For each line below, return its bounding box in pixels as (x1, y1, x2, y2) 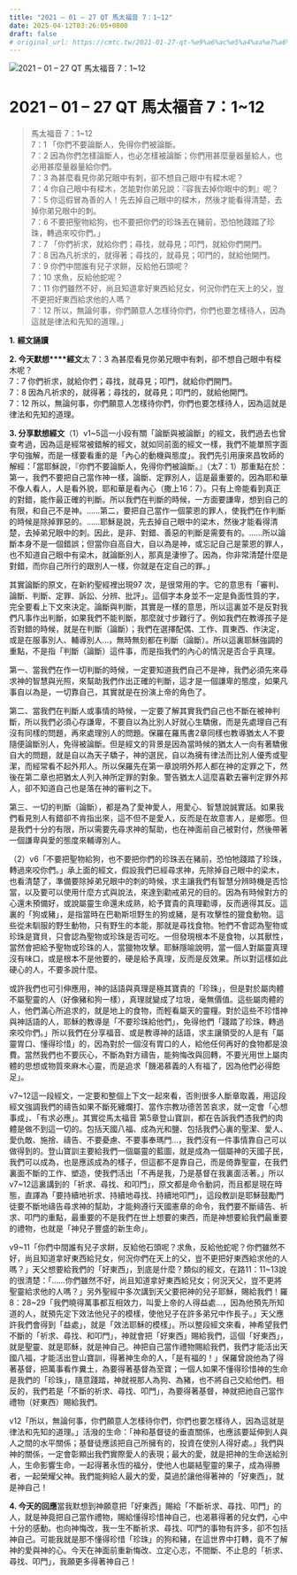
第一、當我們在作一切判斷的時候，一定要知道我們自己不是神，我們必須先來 (9, 665, 280, 675)
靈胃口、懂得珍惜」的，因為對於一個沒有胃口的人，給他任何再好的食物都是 (9, 1039, 280, 1049)
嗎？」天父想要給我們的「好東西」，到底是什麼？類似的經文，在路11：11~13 (9, 1264, 279, 1275)
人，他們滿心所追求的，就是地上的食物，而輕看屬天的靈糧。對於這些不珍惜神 (9, 1005, 288, 1016)
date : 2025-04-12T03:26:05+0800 (9, 21, 128, 30)
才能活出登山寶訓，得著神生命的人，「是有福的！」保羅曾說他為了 (39, 1353, 277, 1364)
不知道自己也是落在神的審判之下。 (32, 783, 156, 794)
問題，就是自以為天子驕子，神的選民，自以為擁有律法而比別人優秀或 (32, 749, 280, 761)
